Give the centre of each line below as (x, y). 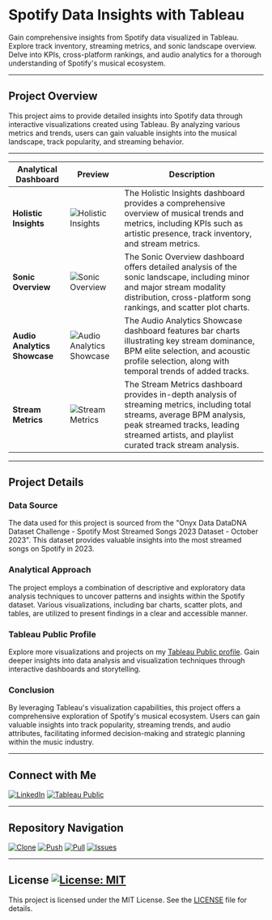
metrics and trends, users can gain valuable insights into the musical (123, 133)
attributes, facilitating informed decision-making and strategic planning (127, 734)
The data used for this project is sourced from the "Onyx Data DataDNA (127, 523)
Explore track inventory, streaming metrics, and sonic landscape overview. (132, 45)
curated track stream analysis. (182, 445)
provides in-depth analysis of (181, 394)
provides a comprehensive (175, 202)
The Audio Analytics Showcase (183, 320)
